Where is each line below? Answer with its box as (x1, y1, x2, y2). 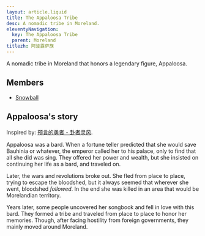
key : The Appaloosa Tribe (12, 32, 78, 38)
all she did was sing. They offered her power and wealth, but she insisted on (6, 153, 199, 161)
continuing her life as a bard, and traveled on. (6, 160, 121, 168)
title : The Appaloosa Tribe (6, 15, 78, 21)
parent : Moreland (12, 37, 56, 43)
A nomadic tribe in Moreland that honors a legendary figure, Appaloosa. (6, 59, 188, 67)
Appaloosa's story (6, 111, 78, 122)
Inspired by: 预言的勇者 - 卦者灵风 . (6, 128, 93, 136)
